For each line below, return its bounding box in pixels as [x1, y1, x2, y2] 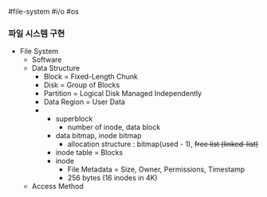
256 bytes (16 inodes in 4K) [67, 173, 158, 183]
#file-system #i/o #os [8, 7, 80, 16]
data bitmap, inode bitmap [55, 131, 142, 141]
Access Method [31, 182, 84, 191]
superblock [55, 114, 93, 124]
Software [31, 55, 62, 64]
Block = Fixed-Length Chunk [43, 71, 138, 82]
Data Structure [31, 64, 80, 73]
